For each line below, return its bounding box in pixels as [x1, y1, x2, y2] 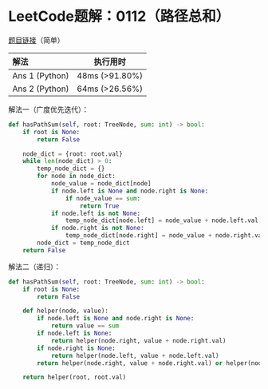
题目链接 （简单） [8, 35, 65, 45]
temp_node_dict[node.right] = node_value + [65, 232, 213, 240]
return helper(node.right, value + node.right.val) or [37, 359, 223, 367]
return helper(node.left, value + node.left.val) [50, 351, 219, 359]
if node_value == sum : [65, 194, 141, 202]
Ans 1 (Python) [12, 69, 69, 81]
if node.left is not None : [50, 209, 141, 217]
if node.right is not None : [50, 224, 145, 232]
